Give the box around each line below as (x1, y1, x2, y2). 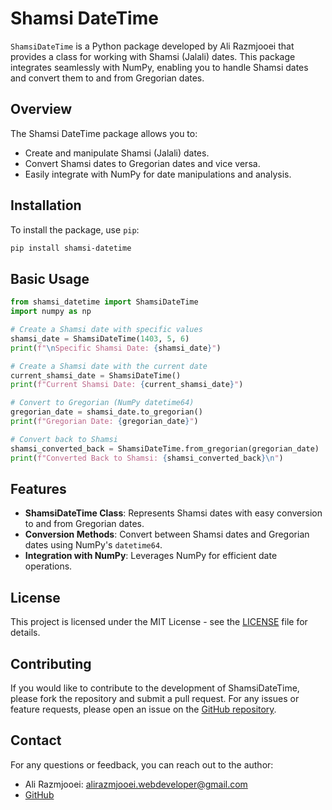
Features (10, 480, 67, 497)
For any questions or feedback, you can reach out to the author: (10, 758, 274, 771)
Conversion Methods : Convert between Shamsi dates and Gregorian (24, 528, 310, 541)
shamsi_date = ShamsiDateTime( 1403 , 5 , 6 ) (10, 333, 190, 344)
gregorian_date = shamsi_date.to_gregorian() (10, 407, 203, 417)
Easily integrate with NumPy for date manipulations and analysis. (24, 168, 292, 180)
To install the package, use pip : (10, 223, 140, 236)
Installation (10, 197, 82, 214)
